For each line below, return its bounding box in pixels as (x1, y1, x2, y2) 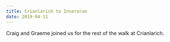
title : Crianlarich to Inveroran (6, 8, 88, 14)
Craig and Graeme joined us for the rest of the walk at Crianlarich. (6, 29, 165, 36)
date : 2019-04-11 (6, 14, 48, 20)
